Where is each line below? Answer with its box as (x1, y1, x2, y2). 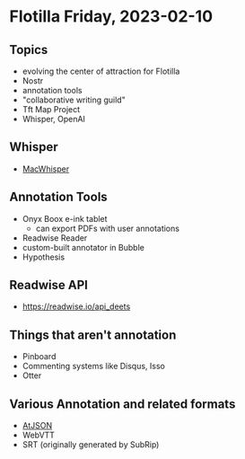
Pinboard (22, 351, 57, 362)
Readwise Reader (22, 232, 88, 243)
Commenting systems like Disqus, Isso (22, 361, 166, 372)
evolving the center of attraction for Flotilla (22, 66, 180, 76)
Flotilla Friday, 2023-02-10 (9, 6, 214, 27)
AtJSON (22, 420, 52, 431)
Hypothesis (22, 252, 66, 262)
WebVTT (22, 429, 56, 441)
